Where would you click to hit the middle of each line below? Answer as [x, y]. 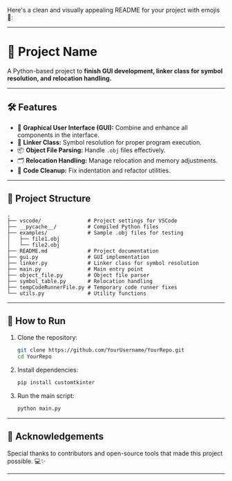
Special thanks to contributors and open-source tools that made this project [115, 453]
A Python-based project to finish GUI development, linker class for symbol [115, 71]
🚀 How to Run [37, 321]
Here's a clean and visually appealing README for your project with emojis [114, 10]
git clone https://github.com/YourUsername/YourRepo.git [101, 350]
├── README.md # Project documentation [83, 251]
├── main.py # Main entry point [75, 269]
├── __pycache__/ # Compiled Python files [83, 227]
